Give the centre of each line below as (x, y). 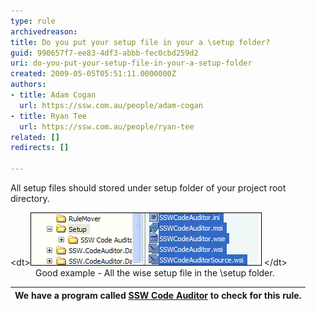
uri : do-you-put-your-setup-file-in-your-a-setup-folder (131, 63)
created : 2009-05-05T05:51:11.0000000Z (93, 74)
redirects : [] (40, 148)
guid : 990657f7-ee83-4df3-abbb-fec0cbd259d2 (104, 53)
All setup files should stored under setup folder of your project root (148, 188)
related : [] (35, 137)
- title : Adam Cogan (53, 95)
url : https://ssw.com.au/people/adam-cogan (111, 105)
